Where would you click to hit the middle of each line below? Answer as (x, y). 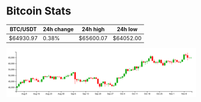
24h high (93, 29)
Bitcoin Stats (39, 11)
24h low (127, 29)
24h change (58, 29)
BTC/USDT (23, 29)
